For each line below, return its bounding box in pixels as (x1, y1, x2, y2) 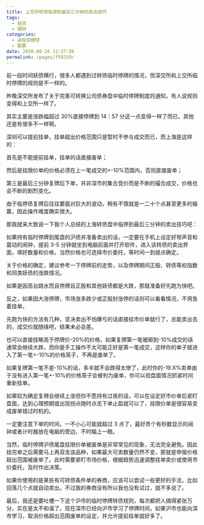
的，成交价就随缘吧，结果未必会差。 (6, 323, 97, 330)
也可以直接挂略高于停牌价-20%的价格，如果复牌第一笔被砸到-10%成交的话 (6, 335, 193, 343)
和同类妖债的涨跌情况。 (6, 269, 65, 276)
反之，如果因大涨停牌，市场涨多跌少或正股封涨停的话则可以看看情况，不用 (6, 295, 192, 302)
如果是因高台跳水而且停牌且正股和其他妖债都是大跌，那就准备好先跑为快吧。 (6, 282, 198, 289)
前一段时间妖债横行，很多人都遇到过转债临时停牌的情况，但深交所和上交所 (6, 71, 192, 79)
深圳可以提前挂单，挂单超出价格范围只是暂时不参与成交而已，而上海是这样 (6, 133, 192, 140)
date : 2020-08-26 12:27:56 (6, 49, 75, 55)
